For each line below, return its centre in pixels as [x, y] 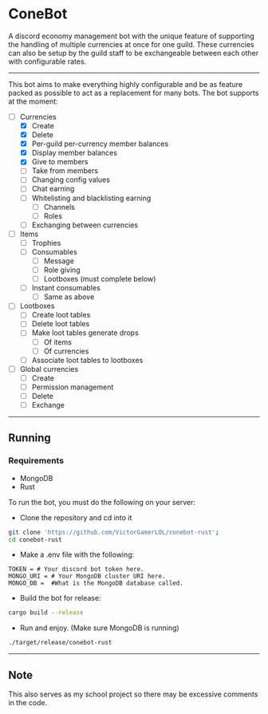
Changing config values [71, 179]
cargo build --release [46, 613]
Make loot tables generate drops [85, 333]
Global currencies [49, 369]
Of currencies [66, 351]
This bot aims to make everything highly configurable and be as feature [126, 84]
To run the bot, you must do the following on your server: [102, 502]
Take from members [65, 171]
